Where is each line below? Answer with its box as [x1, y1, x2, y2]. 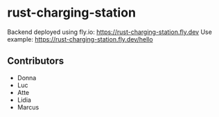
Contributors [7, 55, 64, 67]
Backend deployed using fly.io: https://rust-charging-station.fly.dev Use [7, 28, 213, 36]
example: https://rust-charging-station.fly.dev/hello [7, 35, 154, 43]
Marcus [17, 102, 40, 111]
